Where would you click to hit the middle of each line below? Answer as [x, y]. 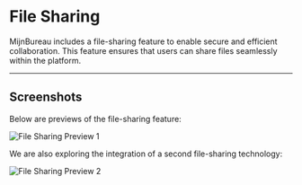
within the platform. [45, 60]
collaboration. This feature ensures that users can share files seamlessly [143, 50]
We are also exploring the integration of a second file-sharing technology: [146, 154]
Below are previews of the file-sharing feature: [95, 119]
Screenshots [46, 97]
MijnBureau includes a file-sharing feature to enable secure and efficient [143, 41]
